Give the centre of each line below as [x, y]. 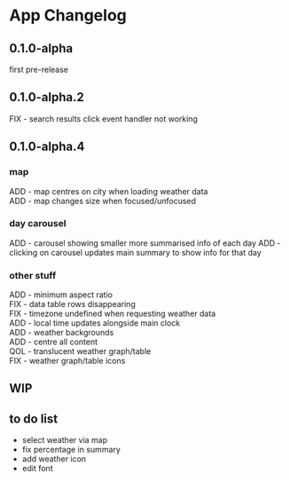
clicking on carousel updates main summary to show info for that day [135, 252]
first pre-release [39, 69]
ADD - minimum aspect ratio [61, 295]
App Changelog [68, 16]
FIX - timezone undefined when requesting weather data [113, 314]
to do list [34, 418]
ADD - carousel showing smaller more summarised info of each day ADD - [145, 243]
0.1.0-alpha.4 [47, 147]
